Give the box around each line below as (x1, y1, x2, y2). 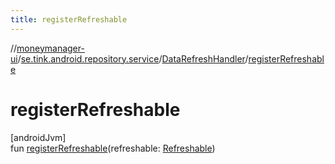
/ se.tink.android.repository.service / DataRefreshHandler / (17, 52, 249, 65)
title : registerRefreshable (10, 14, 128, 25)
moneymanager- (16, 42, 85, 54)
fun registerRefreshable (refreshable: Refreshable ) (10, 142, 216, 154)
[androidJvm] (10, 131, 67, 143)
